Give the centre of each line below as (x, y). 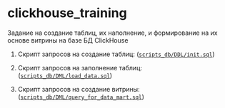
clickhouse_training (67, 13)
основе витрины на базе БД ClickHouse (68, 40)
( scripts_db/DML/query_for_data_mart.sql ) (81, 97)
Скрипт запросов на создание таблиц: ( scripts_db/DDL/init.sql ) (116, 54)
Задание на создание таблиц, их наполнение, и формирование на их (112, 33)
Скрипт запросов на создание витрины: (79, 89)
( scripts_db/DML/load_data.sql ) (65, 75)
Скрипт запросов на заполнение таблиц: (80, 67)
